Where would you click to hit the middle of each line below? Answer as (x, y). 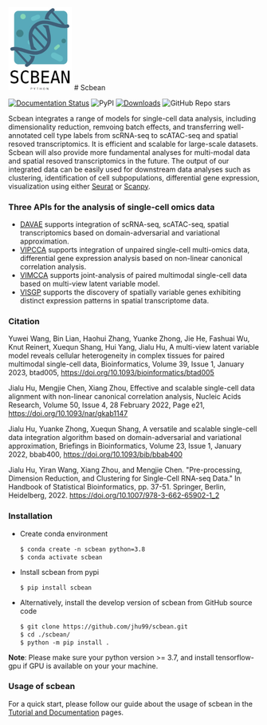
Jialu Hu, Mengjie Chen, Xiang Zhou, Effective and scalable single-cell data (132, 388)
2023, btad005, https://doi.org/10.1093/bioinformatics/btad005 (112, 373)
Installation (31, 516)
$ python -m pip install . (65, 642)
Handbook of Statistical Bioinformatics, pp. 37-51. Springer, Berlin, (117, 487)
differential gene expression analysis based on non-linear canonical (131, 258)
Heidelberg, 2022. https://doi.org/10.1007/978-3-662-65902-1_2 (114, 495)
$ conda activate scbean (61, 557)
